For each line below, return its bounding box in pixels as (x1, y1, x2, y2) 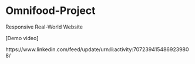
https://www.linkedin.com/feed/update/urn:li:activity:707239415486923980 (5, 45, 189, 53)
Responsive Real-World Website (5, 23, 83, 30)
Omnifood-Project (5, 4, 96, 17)
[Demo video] (5, 34, 39, 41)
